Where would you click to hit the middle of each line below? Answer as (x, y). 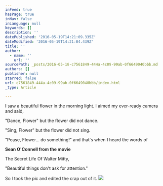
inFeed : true (19, 10)
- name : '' (21, 55)
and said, (14, 111)
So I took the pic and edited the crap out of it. (51, 178)
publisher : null (22, 74)
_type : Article (21, 87)
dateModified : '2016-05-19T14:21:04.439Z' (49, 42)
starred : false (21, 78)
